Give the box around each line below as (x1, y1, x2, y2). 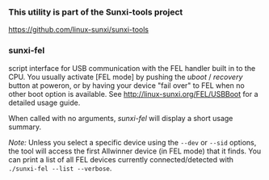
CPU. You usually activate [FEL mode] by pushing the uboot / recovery (8, 72, 243, 82)
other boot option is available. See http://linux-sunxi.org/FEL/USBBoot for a (8, 89, 258, 98)
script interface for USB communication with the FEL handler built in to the (8, 63, 256, 73)
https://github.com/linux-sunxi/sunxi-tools (8, 25, 149, 35)
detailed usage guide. (8, 98, 81, 107)
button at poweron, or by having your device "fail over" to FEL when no (8, 80, 245, 90)
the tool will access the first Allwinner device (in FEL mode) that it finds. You (8, 146, 262, 156)
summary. (8, 122, 42, 132)
